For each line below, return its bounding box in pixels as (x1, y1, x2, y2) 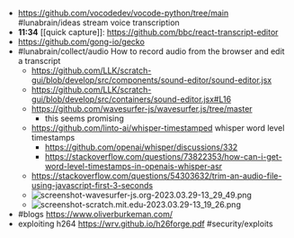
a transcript (17, 56, 61, 66)
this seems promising (44, 113, 124, 124)
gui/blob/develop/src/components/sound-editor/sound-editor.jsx (31, 75, 272, 85)
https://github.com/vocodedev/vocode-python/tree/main (17, 8, 229, 18)
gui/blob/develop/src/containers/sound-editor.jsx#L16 (31, 94, 232, 105)
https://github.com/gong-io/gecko (17, 36, 146, 47)
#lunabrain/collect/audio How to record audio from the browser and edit (17, 46, 285, 57)
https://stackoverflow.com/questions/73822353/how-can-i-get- (44, 151, 282, 161)
